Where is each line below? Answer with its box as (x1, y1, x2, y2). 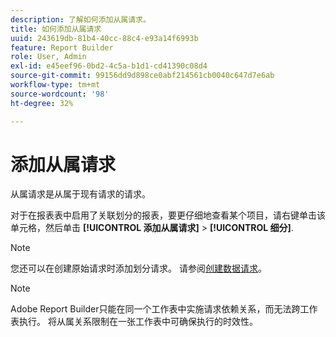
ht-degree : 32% (10, 98, 74, 108)
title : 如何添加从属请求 (10, 24, 102, 34)
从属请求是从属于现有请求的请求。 (10, 188, 151, 200)
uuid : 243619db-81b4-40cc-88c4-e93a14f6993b (10, 33, 199, 43)
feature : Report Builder (10, 42, 114, 53)
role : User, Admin (10, 52, 87, 62)
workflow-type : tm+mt (10, 80, 101, 90)
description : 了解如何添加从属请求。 (10, 14, 151, 25)
